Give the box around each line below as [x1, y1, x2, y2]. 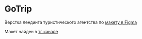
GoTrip [4, 3, 32, 14]
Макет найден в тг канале [4, 28, 58, 34]
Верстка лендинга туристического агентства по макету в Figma [4, 19, 137, 25]
